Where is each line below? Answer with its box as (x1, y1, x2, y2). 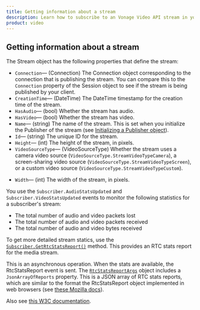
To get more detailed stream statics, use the (6, 237, 114, 244)
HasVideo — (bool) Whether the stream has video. (14, 114, 135, 121)
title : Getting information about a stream (6, 8, 116, 15)
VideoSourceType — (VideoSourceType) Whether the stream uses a (14, 146, 177, 153)
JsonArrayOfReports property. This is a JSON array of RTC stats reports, (6, 273, 183, 281)
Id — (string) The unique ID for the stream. (14, 133, 118, 140)
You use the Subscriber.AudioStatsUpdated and (6, 188, 122, 195)
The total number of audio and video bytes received (14, 225, 142, 232)
